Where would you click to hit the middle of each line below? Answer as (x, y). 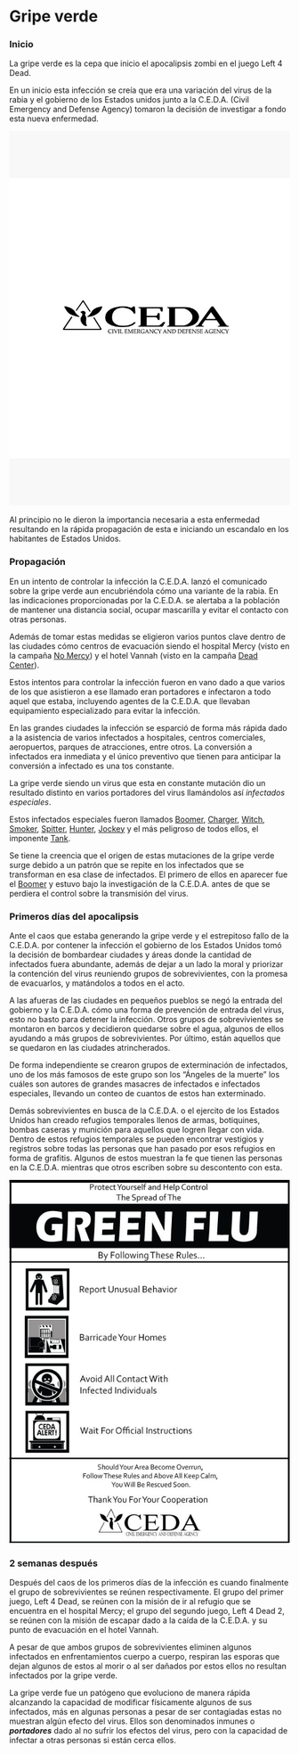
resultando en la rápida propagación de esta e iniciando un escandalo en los (149, 529)
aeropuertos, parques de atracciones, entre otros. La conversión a (131, 747)
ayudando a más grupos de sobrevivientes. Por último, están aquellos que (145, 1038)
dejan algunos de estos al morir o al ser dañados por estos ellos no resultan (148, 1666)
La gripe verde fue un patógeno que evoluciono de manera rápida (130, 1693)
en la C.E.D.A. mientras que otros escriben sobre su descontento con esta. (146, 1168)
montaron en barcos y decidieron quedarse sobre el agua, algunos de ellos (147, 1029)
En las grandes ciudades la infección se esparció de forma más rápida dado (148, 727)
